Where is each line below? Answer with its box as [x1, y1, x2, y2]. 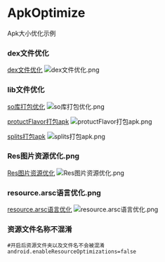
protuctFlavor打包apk [7, 117, 70, 126]
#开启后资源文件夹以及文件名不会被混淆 [7, 242, 105, 249]
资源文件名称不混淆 [7, 225, 72, 235]
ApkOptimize [7, 5, 86, 21]
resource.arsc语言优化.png [7, 188, 102, 197]
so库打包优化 [7, 102, 46, 110]
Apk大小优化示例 [7, 29, 56, 37]
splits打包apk [7, 132, 46, 140]
